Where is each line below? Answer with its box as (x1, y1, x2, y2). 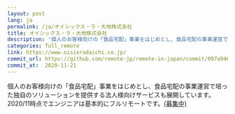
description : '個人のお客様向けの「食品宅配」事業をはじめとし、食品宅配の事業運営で (7, 36, 229, 43)
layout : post (7, 10, 45, 17)
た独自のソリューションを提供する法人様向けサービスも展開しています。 (7, 90, 215, 99)
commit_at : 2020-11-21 (7, 62, 77, 69)
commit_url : (7, 56, 42, 63)
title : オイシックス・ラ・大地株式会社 (7, 29, 108, 37)
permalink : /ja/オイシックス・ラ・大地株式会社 (7, 23, 133, 30)
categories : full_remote (7, 42, 80, 49)
